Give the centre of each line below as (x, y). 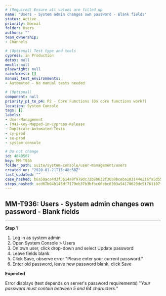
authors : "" (17, 33)
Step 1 (12, 228)
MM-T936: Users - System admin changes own (80, 204)
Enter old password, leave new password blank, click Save (72, 264)
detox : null (17, 60)
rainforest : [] (21, 74)
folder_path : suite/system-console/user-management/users (66, 165)
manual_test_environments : (33, 79)
